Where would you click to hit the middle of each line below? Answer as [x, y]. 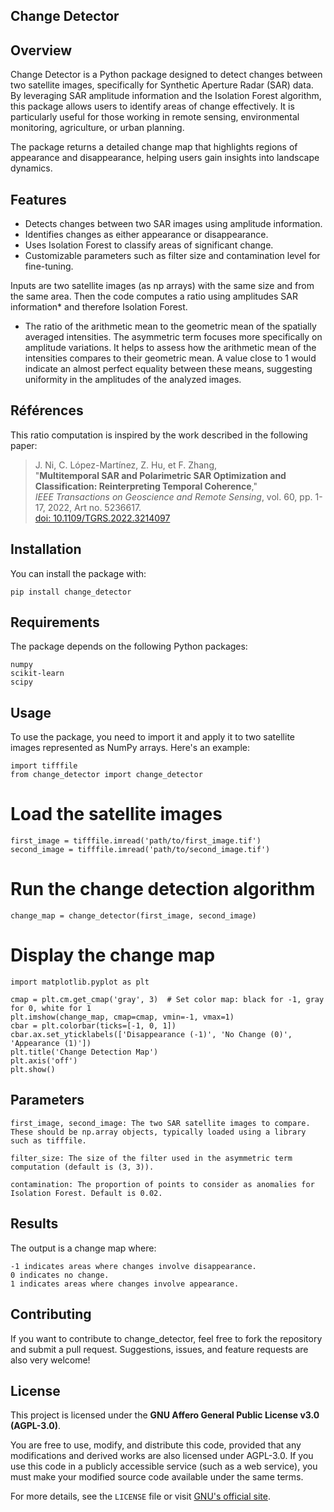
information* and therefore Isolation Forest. [99, 307]
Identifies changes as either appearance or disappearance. [146, 235]
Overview [41, 50]
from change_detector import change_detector [106, 775]
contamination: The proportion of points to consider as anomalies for [162, 1184]
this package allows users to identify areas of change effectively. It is [152, 106]
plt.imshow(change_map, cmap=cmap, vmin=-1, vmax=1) [122, 1017]
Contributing [51, 1314]
